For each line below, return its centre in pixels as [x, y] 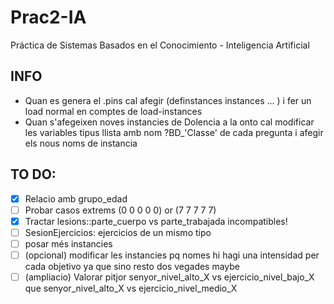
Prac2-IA [48, 17]
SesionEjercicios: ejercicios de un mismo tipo [118, 232]
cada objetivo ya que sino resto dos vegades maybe [132, 266]
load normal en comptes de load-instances [113, 111]
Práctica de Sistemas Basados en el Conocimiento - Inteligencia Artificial [160, 45]
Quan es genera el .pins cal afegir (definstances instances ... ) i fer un [168, 100]
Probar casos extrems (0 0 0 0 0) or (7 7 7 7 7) [120, 210]
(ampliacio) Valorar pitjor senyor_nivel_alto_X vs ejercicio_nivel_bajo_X [169, 277]
